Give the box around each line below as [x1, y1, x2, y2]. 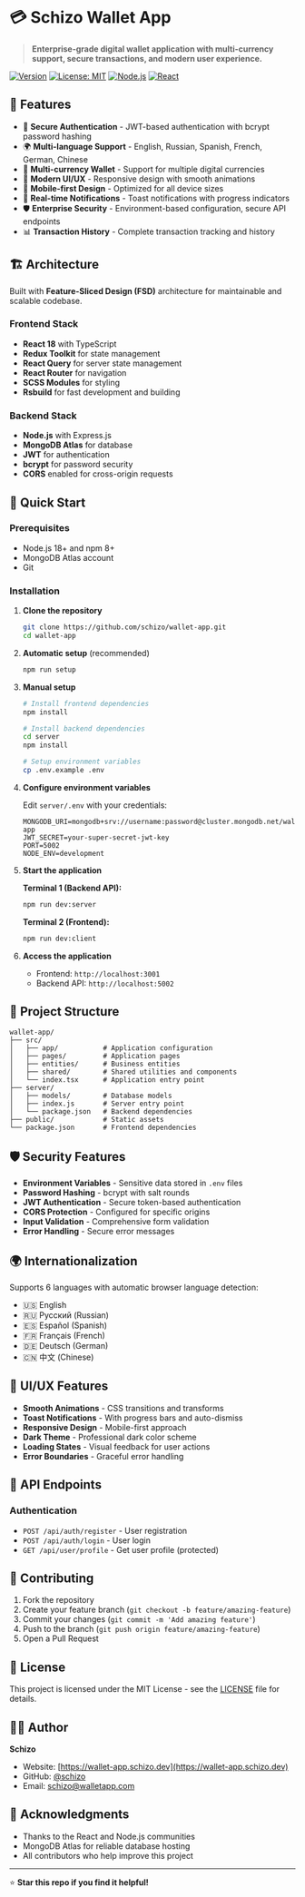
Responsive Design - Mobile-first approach [22, 1421, 187, 1432]
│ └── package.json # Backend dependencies [9, 1107, 193, 1116]
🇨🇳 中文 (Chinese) [22, 1351, 94, 1362]
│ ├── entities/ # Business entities [9, 1059, 181, 1069]
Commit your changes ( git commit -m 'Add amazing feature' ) [22, 1614, 256, 1625]
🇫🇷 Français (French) [22, 1331, 106, 1342]
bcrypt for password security [22, 459, 133, 470]
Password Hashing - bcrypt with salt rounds [22, 1187, 191, 1198]
